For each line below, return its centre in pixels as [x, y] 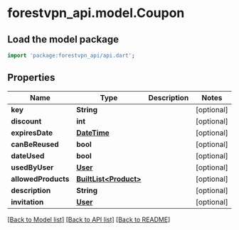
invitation [27, 202]
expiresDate [32, 133]
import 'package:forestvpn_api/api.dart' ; [71, 55]
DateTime [93, 133]
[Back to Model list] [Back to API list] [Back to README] [89, 219]
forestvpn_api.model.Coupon [96, 13]
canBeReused [35, 144]
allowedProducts [40, 179]
